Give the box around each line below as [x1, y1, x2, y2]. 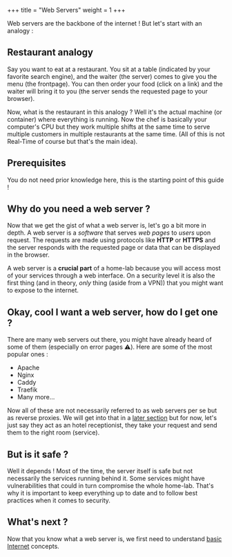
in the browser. [7, 250, 50, 259]
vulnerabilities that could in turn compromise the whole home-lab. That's [7, 482, 214, 490]
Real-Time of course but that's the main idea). [7, 137, 138, 145]
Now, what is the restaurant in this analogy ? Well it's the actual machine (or [7, 107, 222, 116]
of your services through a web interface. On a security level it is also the [7, 271, 215, 280]
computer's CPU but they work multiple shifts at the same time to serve [7, 122, 211, 131]
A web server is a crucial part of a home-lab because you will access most [7, 264, 221, 273]
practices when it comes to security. [7, 496, 110, 504]
